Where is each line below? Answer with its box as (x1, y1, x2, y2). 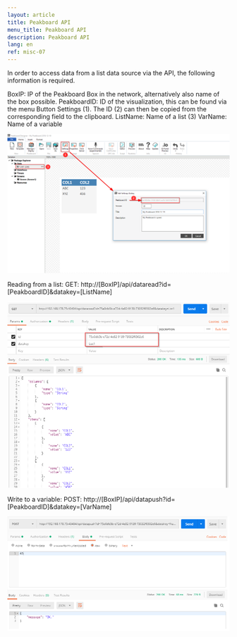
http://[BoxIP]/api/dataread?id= (80, 280, 171, 289)
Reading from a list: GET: (7, 280, 80, 289)
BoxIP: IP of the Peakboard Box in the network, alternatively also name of (7, 90, 220, 98)
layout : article (7, 11, 55, 18)
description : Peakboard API (7, 34, 90, 41)
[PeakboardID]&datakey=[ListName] (7, 287, 113, 296)
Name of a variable (7, 120, 63, 128)
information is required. (7, 76, 75, 85)
